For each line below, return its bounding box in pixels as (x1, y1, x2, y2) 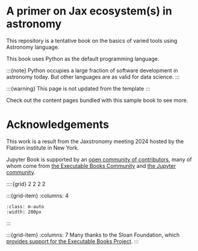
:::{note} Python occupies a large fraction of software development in (6, 66, 179, 74)
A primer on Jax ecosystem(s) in (6, 4, 173, 18)
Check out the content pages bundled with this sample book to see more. (6, 97, 188, 104)
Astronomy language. (6, 43, 60, 51)
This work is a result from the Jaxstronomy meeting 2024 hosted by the (6, 138, 184, 145)
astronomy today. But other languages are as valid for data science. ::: (6, 73, 180, 80)
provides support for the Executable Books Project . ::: (6, 237, 139, 245)
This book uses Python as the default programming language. (6, 55, 159, 62)
